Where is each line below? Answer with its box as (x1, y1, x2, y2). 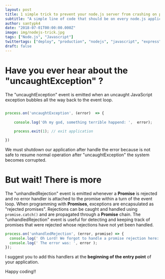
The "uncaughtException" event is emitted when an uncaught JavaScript (5, 91, 153, 97)
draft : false (5, 44, 32, 49)
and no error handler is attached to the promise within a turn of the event (5, 195, 153, 201)
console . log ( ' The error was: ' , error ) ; (9, 240, 98, 246)
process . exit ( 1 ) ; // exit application (14, 129, 93, 134)
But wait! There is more (5, 174, 102, 185)
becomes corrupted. (5, 157, 47, 163)
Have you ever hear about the (5, 65, 128, 76)
